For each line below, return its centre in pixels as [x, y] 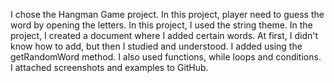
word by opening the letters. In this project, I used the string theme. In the [161, 25]
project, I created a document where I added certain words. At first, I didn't [164, 35]
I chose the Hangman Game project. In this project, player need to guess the [167, 14]
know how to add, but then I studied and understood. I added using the [156, 46]
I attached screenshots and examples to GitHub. [109, 67]
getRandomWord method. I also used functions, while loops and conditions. [166, 57]
